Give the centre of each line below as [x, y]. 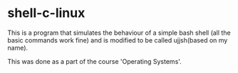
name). [18, 47]
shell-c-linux [46, 13]
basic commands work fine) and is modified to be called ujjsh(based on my [118, 40]
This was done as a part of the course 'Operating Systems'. [94, 61]
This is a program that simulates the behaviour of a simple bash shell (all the [119, 33]
